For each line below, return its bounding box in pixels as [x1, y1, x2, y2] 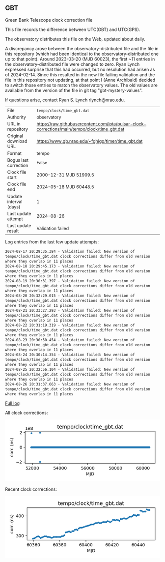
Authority [7, 114, 26, 120]
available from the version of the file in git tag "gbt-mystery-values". [5, 87, 143, 93]
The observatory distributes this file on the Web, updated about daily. [5, 36, 146, 42]
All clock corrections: [5, 410, 48, 415]
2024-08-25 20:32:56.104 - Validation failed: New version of [5, 367, 135, 372]
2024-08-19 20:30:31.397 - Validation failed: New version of [5, 278, 135, 283]
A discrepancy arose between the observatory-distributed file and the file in [5, 45, 159, 51]
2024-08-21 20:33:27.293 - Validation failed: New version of [5, 308, 135, 313]
